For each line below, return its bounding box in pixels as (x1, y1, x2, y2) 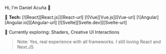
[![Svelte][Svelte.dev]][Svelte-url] (58, 20, 127, 25)
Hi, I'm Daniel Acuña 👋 (5, 5, 51, 10)
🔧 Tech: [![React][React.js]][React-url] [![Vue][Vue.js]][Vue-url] (5, 14, 136, 20)
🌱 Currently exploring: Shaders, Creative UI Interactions (5, 29, 120, 35)
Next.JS (17, 44, 34, 50)
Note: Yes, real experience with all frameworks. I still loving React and (17, 39, 161, 45)
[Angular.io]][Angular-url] (5, 20, 57, 25)
